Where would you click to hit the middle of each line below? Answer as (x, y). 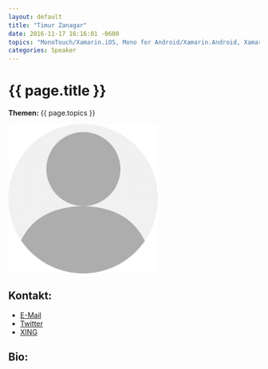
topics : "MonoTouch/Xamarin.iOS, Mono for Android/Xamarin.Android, (124, 42)
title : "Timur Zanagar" (48, 25)
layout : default (35, 17)
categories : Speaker (43, 51)
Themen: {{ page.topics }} (52, 113)
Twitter (32, 324)
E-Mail (30, 315)
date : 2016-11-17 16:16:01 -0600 (64, 33)
